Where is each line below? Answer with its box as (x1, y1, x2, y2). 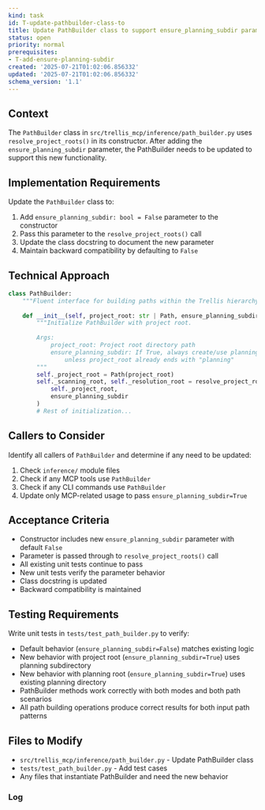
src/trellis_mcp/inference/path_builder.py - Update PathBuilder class (19, 755, 254, 765)
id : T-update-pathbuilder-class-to (8, 19, 125, 27)
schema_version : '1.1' (8, 77, 83, 85)
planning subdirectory (19, 661, 91, 670)
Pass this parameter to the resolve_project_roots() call (19, 229, 202, 239)
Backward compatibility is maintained (19, 585, 142, 594)
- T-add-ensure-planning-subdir (8, 56, 114, 64)
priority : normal (8, 41, 65, 49)
